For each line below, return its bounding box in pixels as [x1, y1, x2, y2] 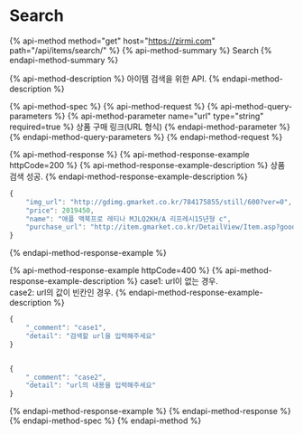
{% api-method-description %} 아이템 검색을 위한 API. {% [9, 73, 221, 84]
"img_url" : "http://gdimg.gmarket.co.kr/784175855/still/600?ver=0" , [25, 197, 293, 206]
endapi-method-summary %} [9, 54, 119, 65]
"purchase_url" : [25, 222, 87, 232]
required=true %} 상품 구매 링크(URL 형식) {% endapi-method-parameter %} [9, 121, 290, 132]
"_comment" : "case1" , [25, 323, 106, 333]
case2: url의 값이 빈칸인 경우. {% [9, 287, 127, 298]
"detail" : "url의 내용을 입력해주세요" [25, 381, 156, 390]
